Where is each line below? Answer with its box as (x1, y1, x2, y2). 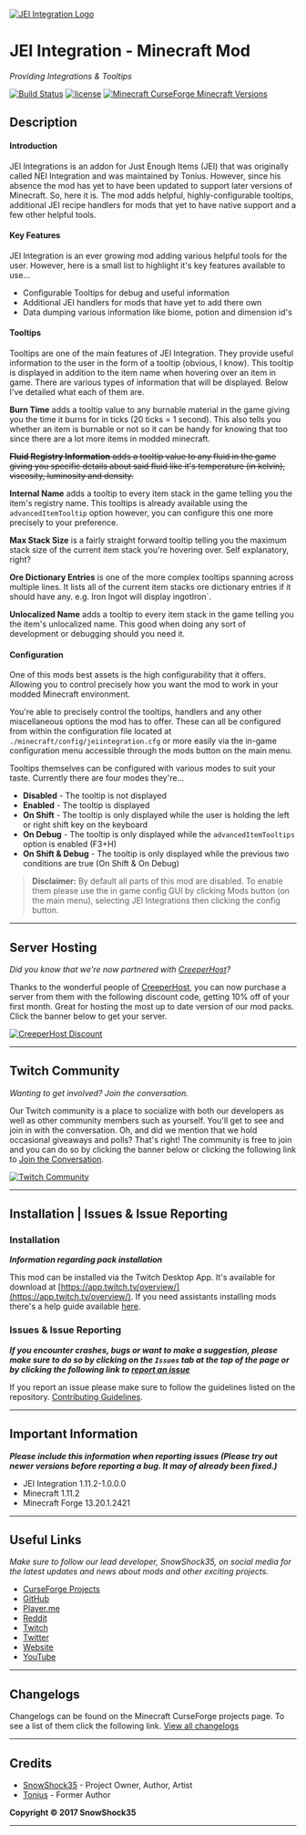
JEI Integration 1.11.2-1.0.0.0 (22, 1477, 127, 1488)
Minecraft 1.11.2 (22, 1488, 80, 1498)
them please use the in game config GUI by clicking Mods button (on (31, 886, 290, 897)
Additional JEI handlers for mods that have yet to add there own (22, 296, 262, 307)
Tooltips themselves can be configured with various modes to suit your (9, 762, 276, 774)
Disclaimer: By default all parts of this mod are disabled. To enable (31, 876, 284, 886)
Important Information (9, 1426, 138, 1442)
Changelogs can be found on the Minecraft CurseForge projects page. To (9, 1711, 285, 1722)
